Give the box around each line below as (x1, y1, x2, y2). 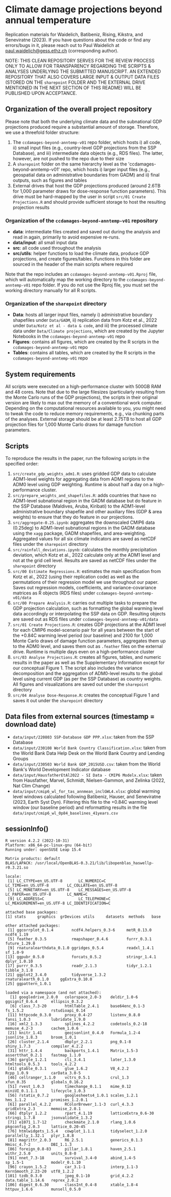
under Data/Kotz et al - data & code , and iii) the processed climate (12, 323, 157, 329)
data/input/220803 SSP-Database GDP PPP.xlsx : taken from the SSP (12, 734, 155, 740)
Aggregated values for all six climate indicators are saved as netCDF (12, 535, 157, 542)
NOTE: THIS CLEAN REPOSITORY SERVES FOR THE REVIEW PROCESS (5, 57, 155, 63)
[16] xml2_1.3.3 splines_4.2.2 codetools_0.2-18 (7, 1021, 147, 1026)
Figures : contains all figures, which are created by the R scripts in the (12, 339, 159, 345)
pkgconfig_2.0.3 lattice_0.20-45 (5, 1124, 86, 1129)
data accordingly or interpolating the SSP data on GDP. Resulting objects (12, 610, 166, 616)
